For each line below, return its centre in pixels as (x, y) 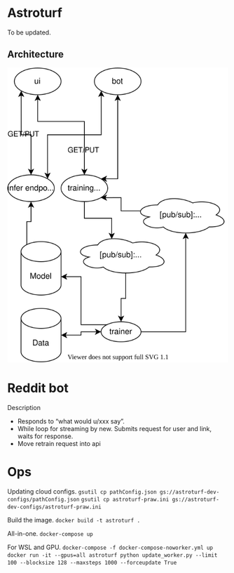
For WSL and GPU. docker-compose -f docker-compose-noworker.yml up (110, 547)
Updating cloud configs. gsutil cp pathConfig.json (82, 492)
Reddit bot (38, 388)
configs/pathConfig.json (43, 500)
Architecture (36, 54)
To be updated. (29, 32)
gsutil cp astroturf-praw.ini (125, 500)
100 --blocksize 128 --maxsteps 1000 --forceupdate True (92, 563)
